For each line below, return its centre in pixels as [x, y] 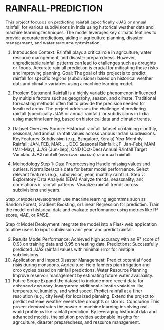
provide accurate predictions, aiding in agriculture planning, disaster [74, 38]
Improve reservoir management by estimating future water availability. [83, 275]
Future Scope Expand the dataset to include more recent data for [78, 280]
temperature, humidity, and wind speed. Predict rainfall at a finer [77, 291]
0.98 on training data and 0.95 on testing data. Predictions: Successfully [85, 244]
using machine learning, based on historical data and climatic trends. [82, 119]
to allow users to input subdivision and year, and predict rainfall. [70, 229]
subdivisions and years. [36, 190]
